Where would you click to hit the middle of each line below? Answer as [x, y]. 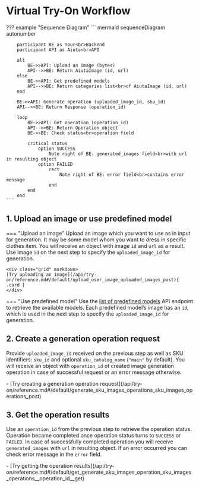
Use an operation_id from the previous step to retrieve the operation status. [99, 429]
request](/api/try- [121, 383]
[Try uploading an [29, 275]
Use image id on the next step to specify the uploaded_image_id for [88, 252]
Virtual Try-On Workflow [68, 11]
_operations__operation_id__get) [45, 478]
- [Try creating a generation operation [53, 383]
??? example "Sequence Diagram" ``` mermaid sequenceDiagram [86, 27]
